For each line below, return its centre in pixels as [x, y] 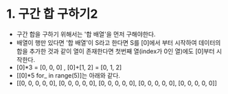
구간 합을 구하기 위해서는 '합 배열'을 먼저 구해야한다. [86, 34]
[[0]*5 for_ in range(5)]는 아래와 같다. [68, 75]
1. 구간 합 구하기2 [52, 14]
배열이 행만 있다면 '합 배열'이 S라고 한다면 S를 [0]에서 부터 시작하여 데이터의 [118, 42]
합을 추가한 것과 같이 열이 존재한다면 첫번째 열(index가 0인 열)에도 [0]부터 [115, 51]
